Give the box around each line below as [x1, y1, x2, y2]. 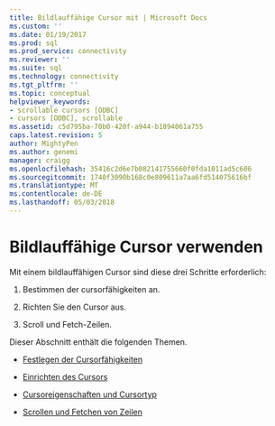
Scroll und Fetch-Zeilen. [22, 319, 113, 329]
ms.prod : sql [9, 38, 59, 48]
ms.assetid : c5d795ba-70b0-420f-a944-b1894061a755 [9, 123, 204, 132]
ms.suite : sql [9, 64, 63, 73]
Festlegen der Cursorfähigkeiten [22, 354, 143, 365]
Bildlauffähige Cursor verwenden [9, 236, 263, 257]
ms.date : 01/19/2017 [9, 30, 87, 39]
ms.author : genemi [9, 147, 78, 156]
